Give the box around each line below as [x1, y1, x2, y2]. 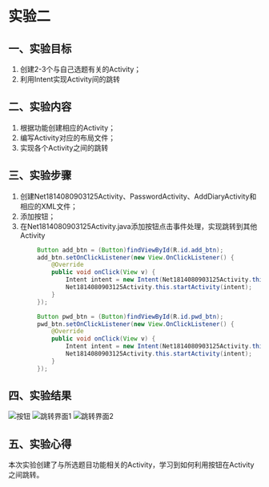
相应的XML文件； [19, 201, 78, 211]
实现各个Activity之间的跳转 [19, 143, 109, 152]
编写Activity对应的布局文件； [19, 133, 116, 143]
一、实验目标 [8, 42, 72, 55]
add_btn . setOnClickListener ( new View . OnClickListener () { [37, 253, 235, 261]
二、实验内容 [8, 100, 72, 114]
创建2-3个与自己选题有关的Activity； [19, 65, 142, 74]
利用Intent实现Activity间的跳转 [19, 74, 120, 84]
